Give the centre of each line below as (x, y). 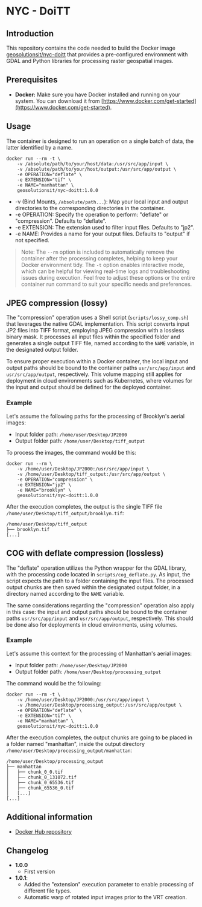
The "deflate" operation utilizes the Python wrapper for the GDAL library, (96, 568)
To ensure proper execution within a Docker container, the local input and (97, 361)
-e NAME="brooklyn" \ (44, 490)
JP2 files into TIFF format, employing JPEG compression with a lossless (95, 331)
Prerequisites (32, 80)
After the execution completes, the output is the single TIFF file (84, 506)
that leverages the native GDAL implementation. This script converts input (98, 324)
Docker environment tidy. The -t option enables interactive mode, (103, 265)
